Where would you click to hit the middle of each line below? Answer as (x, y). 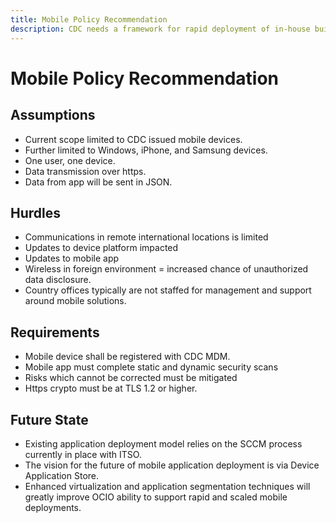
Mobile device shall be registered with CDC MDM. (127, 357)
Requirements (55, 332)
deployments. (53, 507)
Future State (49, 419)
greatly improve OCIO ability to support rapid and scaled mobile (156, 497)
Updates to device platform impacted (101, 248)
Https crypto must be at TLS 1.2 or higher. (111, 388)
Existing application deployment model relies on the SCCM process (163, 443)
